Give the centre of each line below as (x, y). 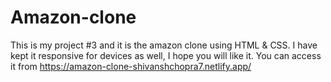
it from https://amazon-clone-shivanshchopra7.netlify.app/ (131, 66)
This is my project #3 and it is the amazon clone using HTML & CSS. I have (164, 45)
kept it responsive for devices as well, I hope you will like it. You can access (166, 55)
